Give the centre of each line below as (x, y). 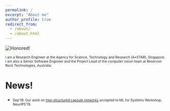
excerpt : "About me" (27, 15)
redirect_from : (21, 24)
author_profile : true (28, 19)
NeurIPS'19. (22, 104)
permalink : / (19, 10)
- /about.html (25, 34)
